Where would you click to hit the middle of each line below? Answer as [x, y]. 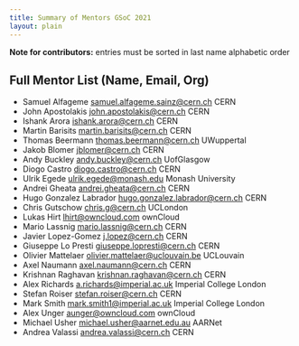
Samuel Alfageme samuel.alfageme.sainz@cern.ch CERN [129, 102]
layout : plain [36, 26]
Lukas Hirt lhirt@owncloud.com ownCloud [101, 217]
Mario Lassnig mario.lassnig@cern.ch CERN [104, 227]
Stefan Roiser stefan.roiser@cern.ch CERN [102, 294]
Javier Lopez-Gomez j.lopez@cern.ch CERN [105, 237]
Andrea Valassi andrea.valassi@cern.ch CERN [108, 332]
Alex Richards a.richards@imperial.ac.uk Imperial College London [144, 285]
